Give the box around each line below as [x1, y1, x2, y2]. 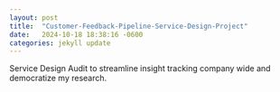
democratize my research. [9, 73, 107, 84]
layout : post [9, 13, 59, 23]
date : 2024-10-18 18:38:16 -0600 [9, 30, 144, 39]
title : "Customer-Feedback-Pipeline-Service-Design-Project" [9, 22, 248, 31]
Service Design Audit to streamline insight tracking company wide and [9, 63, 271, 74]
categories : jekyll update [9, 38, 111, 48]
